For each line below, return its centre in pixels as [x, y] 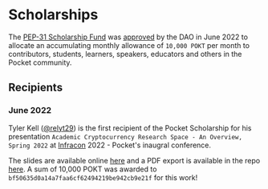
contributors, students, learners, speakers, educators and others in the [125, 54]
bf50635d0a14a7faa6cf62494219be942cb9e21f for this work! [103, 177]
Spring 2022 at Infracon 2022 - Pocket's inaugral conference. [110, 145]
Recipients [35, 88]
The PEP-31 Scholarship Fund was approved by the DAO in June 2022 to [128, 37]
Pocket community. [40, 62]
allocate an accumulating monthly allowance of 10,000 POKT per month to [129, 45]
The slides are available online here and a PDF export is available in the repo [134, 160]
